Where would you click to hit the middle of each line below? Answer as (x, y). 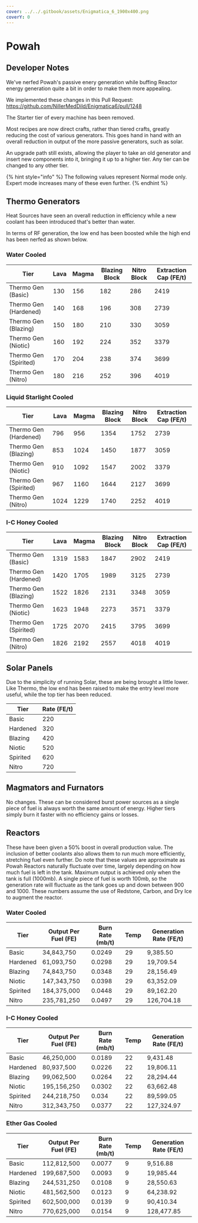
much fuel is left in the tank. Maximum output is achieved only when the (93, 872)
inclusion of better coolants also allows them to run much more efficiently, (96, 853)
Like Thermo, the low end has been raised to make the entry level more (93, 688)
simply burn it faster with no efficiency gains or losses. (72, 814)
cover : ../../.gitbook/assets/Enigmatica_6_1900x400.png (77, 11)
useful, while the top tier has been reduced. (59, 695)
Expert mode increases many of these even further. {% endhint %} (87, 183)
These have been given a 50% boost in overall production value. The (90, 847)
